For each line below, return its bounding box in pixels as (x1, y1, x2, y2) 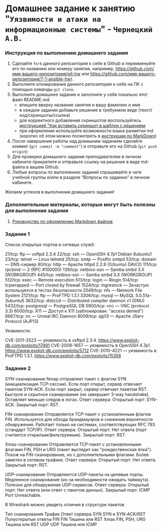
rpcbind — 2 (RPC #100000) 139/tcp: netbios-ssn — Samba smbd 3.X (5, 266, 145, 273)
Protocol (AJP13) (5, 319, 39, 324)
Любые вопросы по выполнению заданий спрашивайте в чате (12, 169, 142, 175)
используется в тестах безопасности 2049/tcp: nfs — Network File (5, 287, 142, 293)
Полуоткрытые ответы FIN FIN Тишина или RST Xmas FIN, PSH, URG (5, 516, 146, 522)
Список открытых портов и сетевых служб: (5, 242, 96, 247)
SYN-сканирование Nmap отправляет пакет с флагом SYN (5, 376, 127, 382)
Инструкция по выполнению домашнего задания (5, 50, 129, 57)
